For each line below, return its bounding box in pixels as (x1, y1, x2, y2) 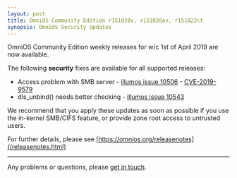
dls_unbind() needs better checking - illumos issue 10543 (17, 93, 185, 101)
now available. (7, 50, 49, 59)
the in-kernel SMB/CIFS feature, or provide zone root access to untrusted (7, 114, 221, 122)
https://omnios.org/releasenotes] (98, 135, 195, 143)
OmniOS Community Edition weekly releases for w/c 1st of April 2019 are (7, 43, 219, 52)
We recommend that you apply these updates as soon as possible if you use (7, 107, 229, 115)
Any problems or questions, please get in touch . (7, 163, 147, 172)
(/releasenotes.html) (7, 143, 66, 151)
